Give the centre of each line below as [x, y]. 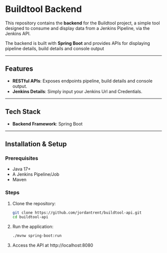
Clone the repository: [34, 203]
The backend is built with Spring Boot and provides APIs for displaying [78, 43]
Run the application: [33, 227]
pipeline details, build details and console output [55, 48]
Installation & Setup [36, 144]
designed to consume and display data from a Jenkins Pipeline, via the [78, 28]
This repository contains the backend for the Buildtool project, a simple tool [83, 23]
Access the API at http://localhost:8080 [53, 246]
